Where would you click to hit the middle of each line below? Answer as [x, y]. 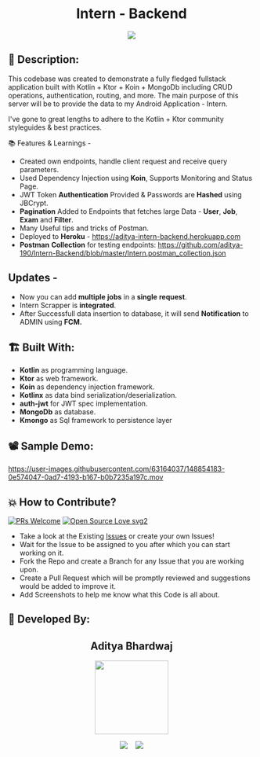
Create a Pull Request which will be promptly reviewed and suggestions [135, 578]
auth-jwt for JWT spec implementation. [83, 404]
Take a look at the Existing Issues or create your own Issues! [117, 536]
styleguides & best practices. [55, 127]
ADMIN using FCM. [51, 322]
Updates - [33, 278]
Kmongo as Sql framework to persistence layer [96, 421]
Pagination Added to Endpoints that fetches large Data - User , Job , [128, 211]
